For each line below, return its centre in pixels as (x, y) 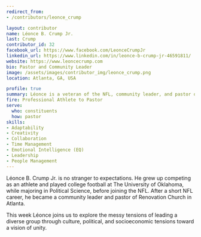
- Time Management (29, 144)
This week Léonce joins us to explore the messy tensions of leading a (92, 215)
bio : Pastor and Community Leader (49, 67)
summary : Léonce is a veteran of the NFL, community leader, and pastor (99, 94)
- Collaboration (26, 139)
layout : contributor (32, 28)
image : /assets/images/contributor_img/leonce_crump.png (79, 72)
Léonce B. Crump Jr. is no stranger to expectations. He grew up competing (99, 178)
